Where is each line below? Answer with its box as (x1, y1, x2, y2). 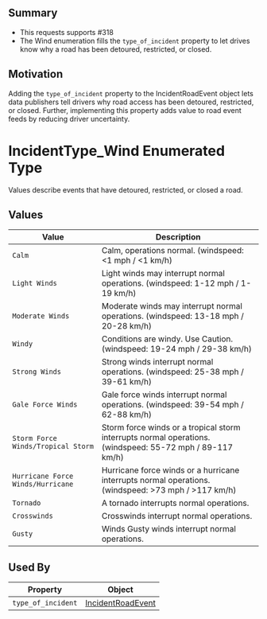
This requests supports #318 (19, 27, 114, 37)
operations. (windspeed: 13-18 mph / (101, 310, 245, 321)
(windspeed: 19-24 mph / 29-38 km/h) (101, 344, 252, 355)
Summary (8, 6, 58, 20)
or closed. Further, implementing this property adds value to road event (8, 105, 242, 115)
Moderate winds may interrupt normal (101, 301, 242, 312)
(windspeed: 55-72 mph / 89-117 (101, 442, 233, 453)
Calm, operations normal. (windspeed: (101, 245, 244, 256)
